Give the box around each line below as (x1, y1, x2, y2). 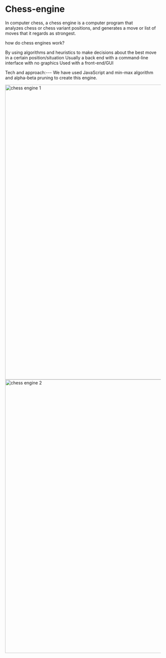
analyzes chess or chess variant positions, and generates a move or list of (5, 25, 156, 31)
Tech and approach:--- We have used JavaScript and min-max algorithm (5, 69, 154, 75)
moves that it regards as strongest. (5, 30, 76, 36)
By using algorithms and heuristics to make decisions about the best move (5, 49, 157, 55)
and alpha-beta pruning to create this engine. (5, 75, 97, 81)
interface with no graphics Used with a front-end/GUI (5, 60, 114, 66)
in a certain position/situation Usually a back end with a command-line (5, 54, 148, 60)
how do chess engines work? (5, 40, 65, 45)
